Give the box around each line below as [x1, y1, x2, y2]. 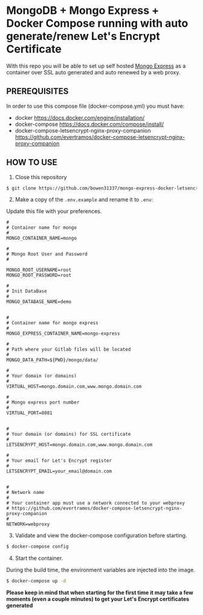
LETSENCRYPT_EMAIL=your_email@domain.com [6, 469, 112, 475]
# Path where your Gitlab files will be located [6, 346, 131, 353]
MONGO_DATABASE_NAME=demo [6, 299, 71, 305]
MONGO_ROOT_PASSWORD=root [6, 272, 71, 278]
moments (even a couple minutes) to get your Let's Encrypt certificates [6, 596, 190, 603]
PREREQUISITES [6, 86, 69, 97]
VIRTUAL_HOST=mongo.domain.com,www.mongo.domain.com [6, 384, 142, 390]
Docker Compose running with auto [6, 16, 188, 30]
